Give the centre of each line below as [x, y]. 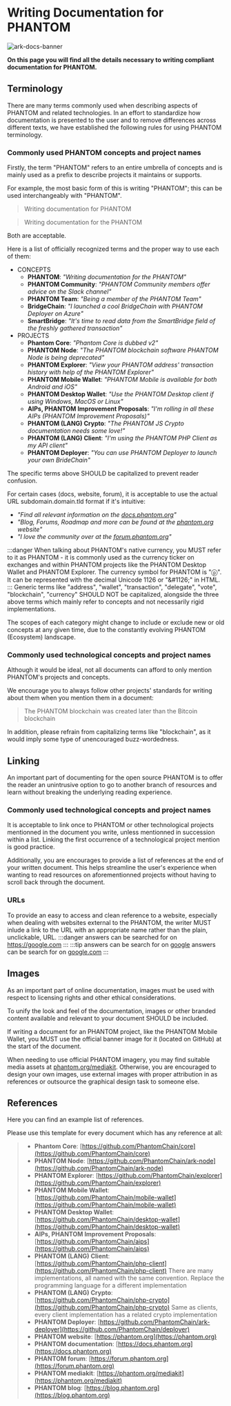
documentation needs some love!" [76, 431]
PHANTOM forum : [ [63, 1358]
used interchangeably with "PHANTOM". [64, 196]
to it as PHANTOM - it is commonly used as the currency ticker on [101, 558]
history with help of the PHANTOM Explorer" [90, 372]
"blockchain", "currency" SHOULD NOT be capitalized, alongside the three [113, 595]
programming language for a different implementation [111, 1285]
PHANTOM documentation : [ [76, 1344]
